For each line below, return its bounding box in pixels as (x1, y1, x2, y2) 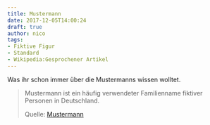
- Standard (7, 50, 39, 57)
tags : (7, 37, 23, 44)
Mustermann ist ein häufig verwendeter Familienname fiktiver (24, 88, 203, 97)
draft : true (7, 23, 42, 30)
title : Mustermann (7, 10, 61, 18)
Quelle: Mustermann (24, 110, 84, 118)
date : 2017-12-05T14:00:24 (7, 17, 87, 24)
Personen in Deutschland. (24, 96, 100, 105)
